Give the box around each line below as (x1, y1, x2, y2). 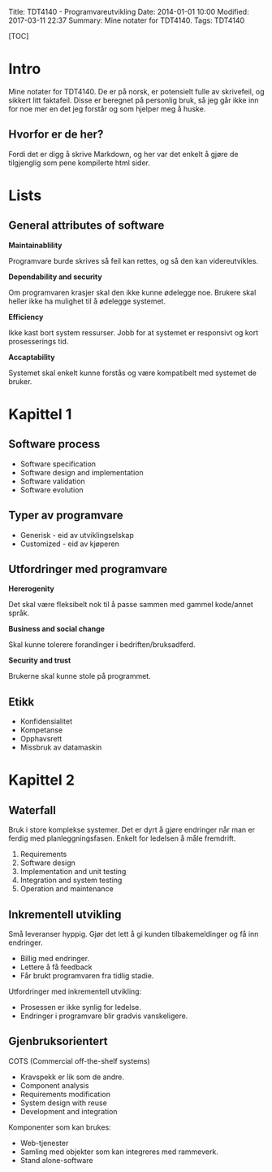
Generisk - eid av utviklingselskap (19, 530, 134, 540)
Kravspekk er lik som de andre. (19, 1072, 124, 1082)
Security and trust (8, 655, 71, 666)
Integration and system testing (19, 875, 123, 886)
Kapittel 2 (8, 771, 76, 789)
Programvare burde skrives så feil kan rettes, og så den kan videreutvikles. (8, 256, 258, 265)
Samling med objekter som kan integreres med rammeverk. (19, 1147, 219, 1157)
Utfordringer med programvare (8, 562, 168, 576)
